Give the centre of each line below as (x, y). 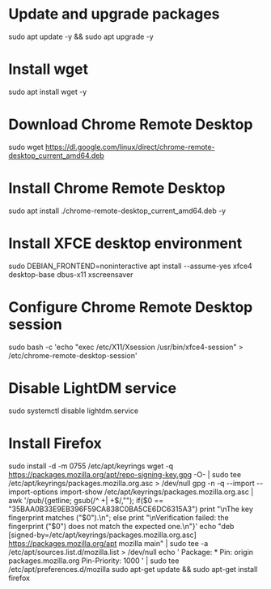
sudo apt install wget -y (48, 92)
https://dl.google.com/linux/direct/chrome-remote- (131, 147)
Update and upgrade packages (114, 14)
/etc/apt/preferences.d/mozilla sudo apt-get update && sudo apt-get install (133, 569)
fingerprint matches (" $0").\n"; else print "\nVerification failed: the (119, 517)
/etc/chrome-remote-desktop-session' (73, 355)
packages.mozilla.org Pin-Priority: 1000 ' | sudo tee (94, 561)
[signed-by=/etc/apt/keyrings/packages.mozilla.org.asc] (102, 535)
